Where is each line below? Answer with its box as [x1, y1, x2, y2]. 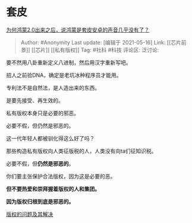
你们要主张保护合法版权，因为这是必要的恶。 [6, 172, 116, 180]
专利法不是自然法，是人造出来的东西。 [6, 84, 100, 91]
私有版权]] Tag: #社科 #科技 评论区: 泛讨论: [54, 46, 159, 54]
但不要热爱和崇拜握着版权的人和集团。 [6, 185, 100, 192]
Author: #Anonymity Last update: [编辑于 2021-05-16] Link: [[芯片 [20, 39, 181, 46]
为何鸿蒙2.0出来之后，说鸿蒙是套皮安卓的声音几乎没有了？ [6, 26, 150, 33]
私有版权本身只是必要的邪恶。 [6, 109, 79, 117]
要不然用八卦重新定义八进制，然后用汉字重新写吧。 [6, 59, 131, 66]
